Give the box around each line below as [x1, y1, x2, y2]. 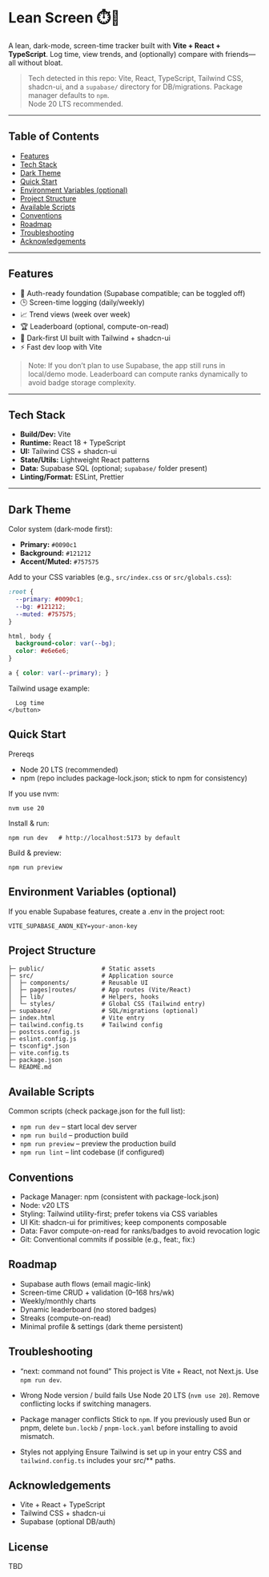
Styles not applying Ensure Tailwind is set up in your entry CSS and [19, 1447, 242, 1457]
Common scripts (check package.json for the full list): [8, 1106, 186, 1116]
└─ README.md [8, 1063, 52, 1072]
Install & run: [8, 818, 50, 828]
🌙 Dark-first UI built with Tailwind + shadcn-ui [19, 333, 171, 343]
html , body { [8, 632, 52, 640]
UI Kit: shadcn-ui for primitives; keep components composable [19, 1218, 227, 1226]
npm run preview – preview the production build [19, 1139, 176, 1149]
